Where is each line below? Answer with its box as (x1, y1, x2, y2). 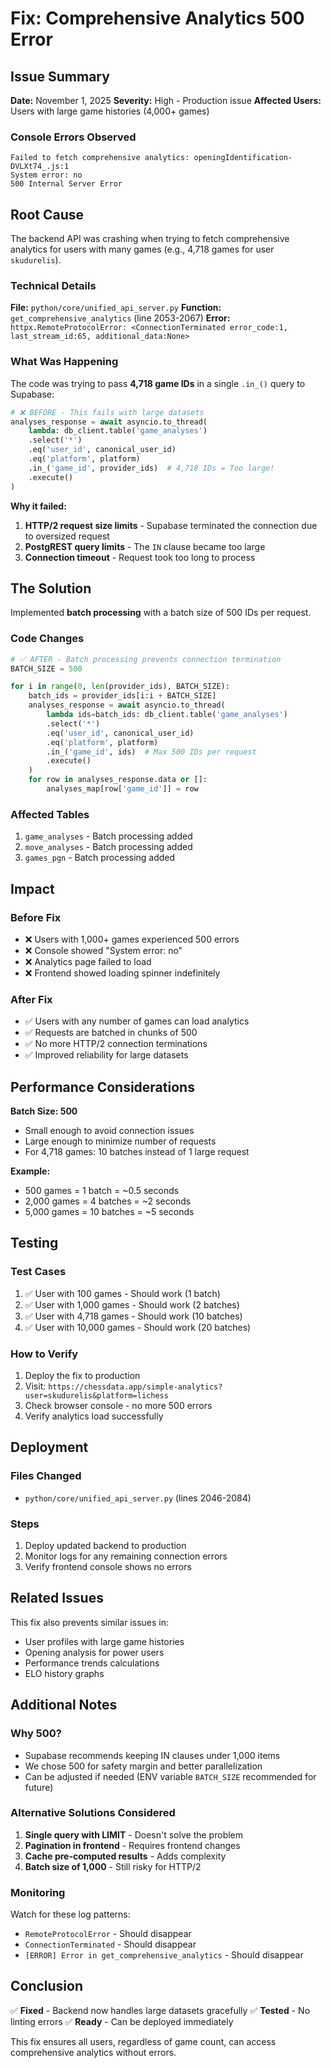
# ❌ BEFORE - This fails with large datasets (10, 407, 205, 417)
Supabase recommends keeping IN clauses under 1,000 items (24, 1749, 281, 1761)
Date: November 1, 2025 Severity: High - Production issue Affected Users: (10, 95, 322, 106)
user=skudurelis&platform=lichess (24, 1391, 169, 1401)
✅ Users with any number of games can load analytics (24, 1015, 250, 1027)
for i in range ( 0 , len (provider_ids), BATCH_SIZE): (10, 682, 230, 692)
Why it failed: (10, 500, 67, 512)
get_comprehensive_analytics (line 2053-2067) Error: (10, 312, 231, 324)
